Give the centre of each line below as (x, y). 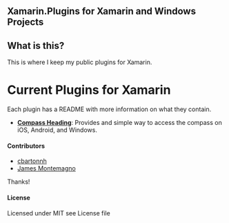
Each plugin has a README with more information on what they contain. (109, 109)
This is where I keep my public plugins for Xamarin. (80, 62)
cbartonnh (32, 161)
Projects (26, 22)
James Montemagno (46, 168)
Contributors (26, 146)
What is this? (36, 45)
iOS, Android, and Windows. (57, 130)
